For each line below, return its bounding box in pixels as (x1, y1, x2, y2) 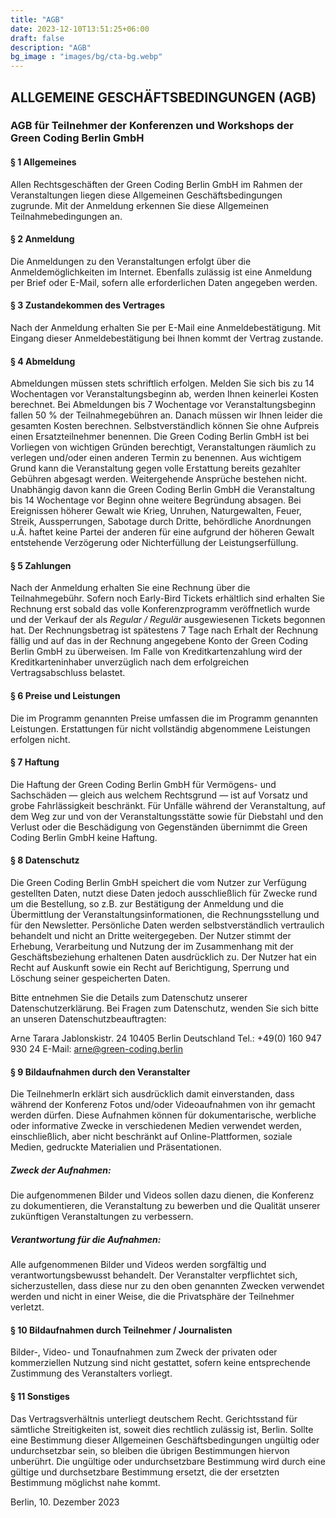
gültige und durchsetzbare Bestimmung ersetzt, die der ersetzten (10, 1466, 280, 1478)
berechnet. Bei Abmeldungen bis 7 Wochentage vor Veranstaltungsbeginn (10, 399, 317, 411)
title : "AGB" (10, 14, 65, 25)
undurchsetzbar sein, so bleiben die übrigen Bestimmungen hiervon (10, 1444, 290, 1456)
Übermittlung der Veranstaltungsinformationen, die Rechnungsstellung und (10, 909, 320, 921)
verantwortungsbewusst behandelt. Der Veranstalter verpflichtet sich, (10, 1269, 298, 1281)
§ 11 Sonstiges (10, 1391, 70, 1402)
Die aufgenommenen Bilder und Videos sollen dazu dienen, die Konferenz (10, 1189, 315, 1201)
